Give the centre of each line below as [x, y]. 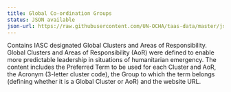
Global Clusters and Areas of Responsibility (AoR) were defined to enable [111, 52]
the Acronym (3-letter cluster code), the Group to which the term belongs [111, 74]
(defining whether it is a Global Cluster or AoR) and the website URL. [104, 82]
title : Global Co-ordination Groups [59, 13]
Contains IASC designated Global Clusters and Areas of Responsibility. [107, 46]
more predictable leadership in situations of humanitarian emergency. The [112, 60]
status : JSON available [41, 20]
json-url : [21, 26]
